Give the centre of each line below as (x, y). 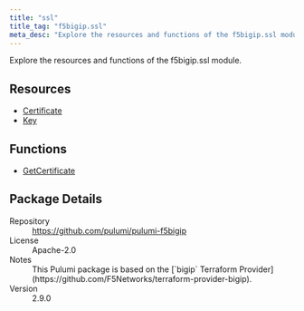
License (24, 240)
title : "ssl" (34, 18)
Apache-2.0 (54, 249)
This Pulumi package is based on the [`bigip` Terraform (135, 269)
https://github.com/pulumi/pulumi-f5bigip (109, 230)
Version (24, 288)
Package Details (56, 199)
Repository (29, 221)
